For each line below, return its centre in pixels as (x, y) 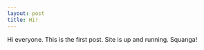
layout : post (26, 13)
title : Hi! (23, 20)
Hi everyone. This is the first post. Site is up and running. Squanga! (102, 39)
